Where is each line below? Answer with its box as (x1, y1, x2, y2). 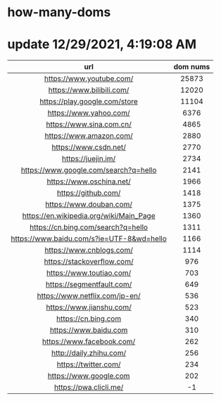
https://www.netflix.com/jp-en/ (37, 291, 141, 301)
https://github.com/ (56, 188, 121, 198)
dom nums (173, 62, 210, 72)
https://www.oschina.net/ (46, 177, 132, 186)
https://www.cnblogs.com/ (44, 246, 134, 255)
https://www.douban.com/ (45, 200, 132, 210)
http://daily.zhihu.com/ (51, 348, 127, 358)
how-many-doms (7, 4, 111, 20)
